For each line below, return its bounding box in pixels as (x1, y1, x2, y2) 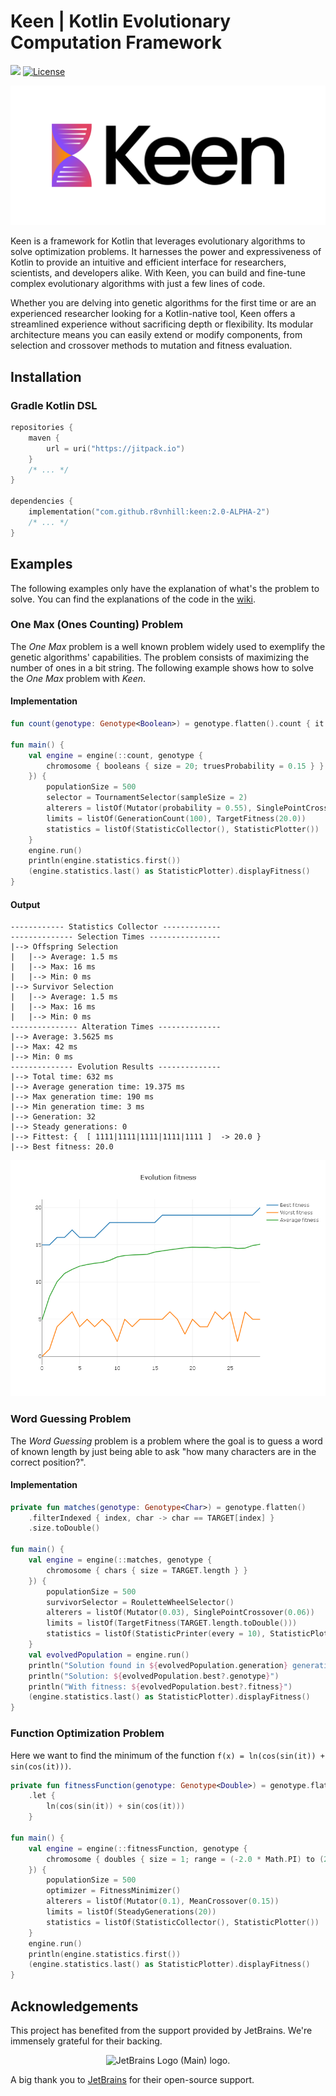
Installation (10, 368, 82, 385)
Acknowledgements (10, 1998, 139, 2015)
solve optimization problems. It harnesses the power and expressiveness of (10, 246, 322, 258)
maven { (28, 433, 60, 443)
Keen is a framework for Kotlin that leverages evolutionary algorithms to (10, 235, 306, 247)
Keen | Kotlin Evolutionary (10, 10, 232, 33)
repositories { (10, 423, 74, 433)
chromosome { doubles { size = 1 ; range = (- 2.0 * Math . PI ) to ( (46, 1854, 325, 1864)
